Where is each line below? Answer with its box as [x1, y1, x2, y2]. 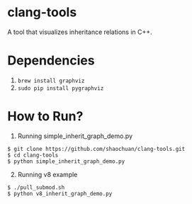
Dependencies [7, 52, 95, 69]
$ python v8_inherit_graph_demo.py [7, 190, 113, 197]
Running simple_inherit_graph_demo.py [17, 132, 133, 140]
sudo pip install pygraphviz [17, 84, 104, 92]
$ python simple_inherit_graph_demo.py [7, 157, 125, 165]
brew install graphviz [17, 77, 85, 84]
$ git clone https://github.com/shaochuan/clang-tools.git [7, 145, 186, 152]
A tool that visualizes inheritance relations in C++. [7, 28, 152, 36]
